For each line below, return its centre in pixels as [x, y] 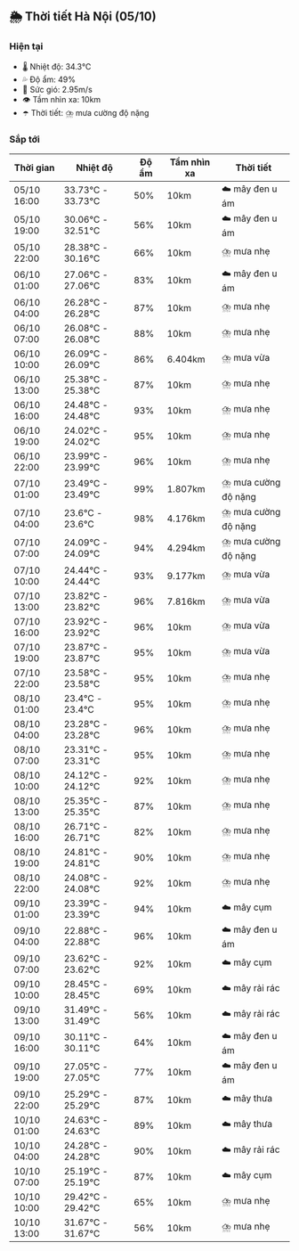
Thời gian [34, 168]
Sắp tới [24, 139]
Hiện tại [26, 46]
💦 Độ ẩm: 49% [49, 79]
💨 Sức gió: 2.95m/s [57, 89]
